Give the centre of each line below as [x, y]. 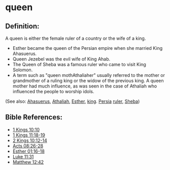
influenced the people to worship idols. [53, 91]
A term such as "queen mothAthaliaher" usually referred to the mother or [89, 75]
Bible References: [34, 117]
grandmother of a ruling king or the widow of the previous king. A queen [88, 81]
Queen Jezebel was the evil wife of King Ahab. [61, 59]
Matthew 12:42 [28, 162]
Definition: [22, 26]
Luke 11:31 [23, 156]
